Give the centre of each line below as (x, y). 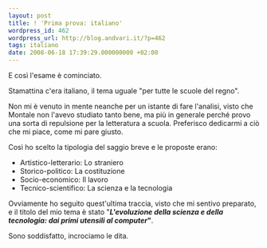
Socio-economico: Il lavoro (64, 179)
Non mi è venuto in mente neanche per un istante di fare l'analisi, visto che (131, 106)
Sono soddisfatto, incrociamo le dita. (69, 236)
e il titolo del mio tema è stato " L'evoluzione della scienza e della (116, 212)
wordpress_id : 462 (39, 30)
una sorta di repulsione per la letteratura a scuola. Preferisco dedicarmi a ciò (134, 123)
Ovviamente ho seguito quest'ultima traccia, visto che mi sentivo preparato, (132, 203)
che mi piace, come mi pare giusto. (66, 132)
